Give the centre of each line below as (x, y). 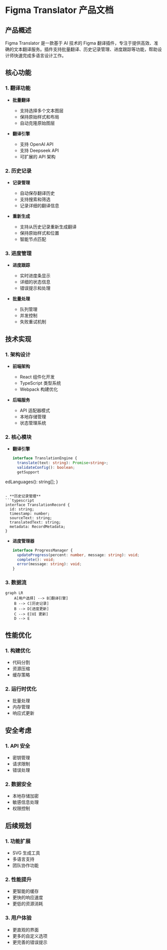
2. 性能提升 (18, 880)
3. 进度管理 (18, 253)
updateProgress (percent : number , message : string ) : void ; (79, 555)
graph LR (14, 593)
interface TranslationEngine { (45, 458)
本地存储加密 (25, 796)
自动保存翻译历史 (37, 193)
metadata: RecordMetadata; (38, 527)
